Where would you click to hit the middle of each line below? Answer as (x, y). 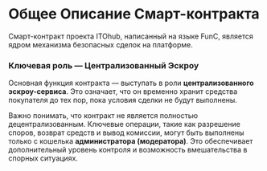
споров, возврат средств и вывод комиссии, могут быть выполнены (126, 132)
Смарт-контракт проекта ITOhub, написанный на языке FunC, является (131, 36)
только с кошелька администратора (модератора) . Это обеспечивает (131, 141)
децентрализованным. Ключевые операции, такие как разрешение (125, 124)
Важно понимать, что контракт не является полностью (103, 116)
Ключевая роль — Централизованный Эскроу (104, 65)
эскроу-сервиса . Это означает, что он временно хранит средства (123, 92)
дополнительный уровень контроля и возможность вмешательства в (128, 150)
